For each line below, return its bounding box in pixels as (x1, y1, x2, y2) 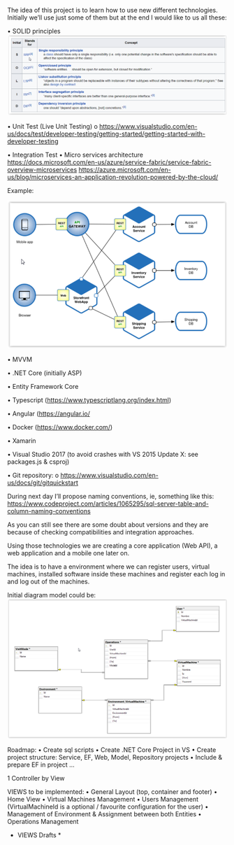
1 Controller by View (7, 774, 65, 782)
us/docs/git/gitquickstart (7, 478, 79, 487)
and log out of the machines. (7, 577, 90, 586)
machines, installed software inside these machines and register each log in (7, 570, 226, 578)
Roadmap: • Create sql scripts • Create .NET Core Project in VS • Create (7, 745, 217, 754)
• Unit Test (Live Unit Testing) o (7, 122, 98, 130)
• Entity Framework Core (7, 383, 79, 391)
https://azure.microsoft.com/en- (78, 165, 171, 173)
